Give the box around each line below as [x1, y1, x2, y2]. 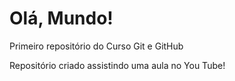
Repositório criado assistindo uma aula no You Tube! [9, 59, 226, 71]
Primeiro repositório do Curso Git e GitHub [9, 40, 184, 52]
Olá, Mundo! [9, 7, 114, 30]
